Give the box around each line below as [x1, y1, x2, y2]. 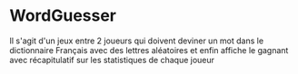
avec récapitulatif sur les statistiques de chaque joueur [9, 54, 215, 65]
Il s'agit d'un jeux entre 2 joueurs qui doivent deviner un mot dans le [9, 35, 264, 46]
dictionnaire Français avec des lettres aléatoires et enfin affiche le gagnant [9, 44, 289, 55]
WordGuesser [9, 5, 116, 26]
